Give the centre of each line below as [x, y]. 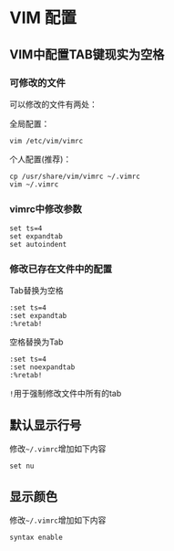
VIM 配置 [43, 18]
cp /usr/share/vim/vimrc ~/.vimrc [75, 176]
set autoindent [38, 245]
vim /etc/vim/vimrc [46, 141]
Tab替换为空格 [36, 291]
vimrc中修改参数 [46, 208]
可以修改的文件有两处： [53, 104]
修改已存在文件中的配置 [61, 270]
